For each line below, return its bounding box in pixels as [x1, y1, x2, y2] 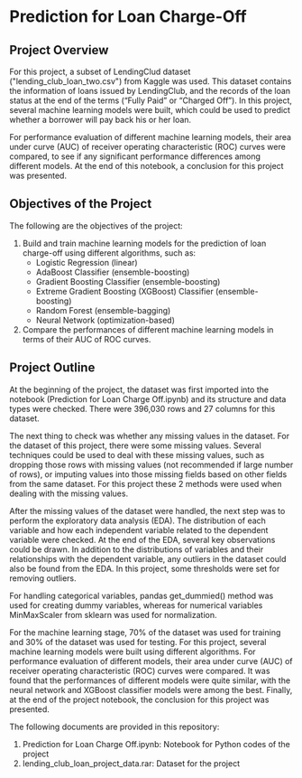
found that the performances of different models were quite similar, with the [9, 675, 291, 686]
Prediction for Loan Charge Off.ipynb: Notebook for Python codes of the [22, 738, 290, 749]
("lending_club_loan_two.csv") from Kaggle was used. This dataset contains [9, 76, 292, 87]
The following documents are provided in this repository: [9, 721, 220, 732]
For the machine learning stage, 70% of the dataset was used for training [9, 626, 281, 638]
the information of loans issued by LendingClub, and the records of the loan [9, 86, 291, 96]
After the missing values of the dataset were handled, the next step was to [9, 505, 286, 516]
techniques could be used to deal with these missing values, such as [9, 449, 265, 460]
